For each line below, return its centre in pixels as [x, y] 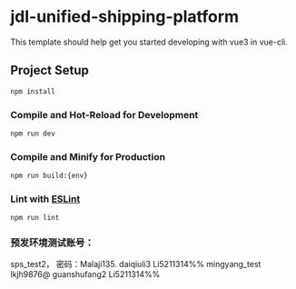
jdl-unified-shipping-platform [125, 17]
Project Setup [50, 70]
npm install [33, 91]
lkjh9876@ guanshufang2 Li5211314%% [85, 274]
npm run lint [35, 218]
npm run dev [33, 134]
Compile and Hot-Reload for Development [104, 115]
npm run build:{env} [49, 176]
